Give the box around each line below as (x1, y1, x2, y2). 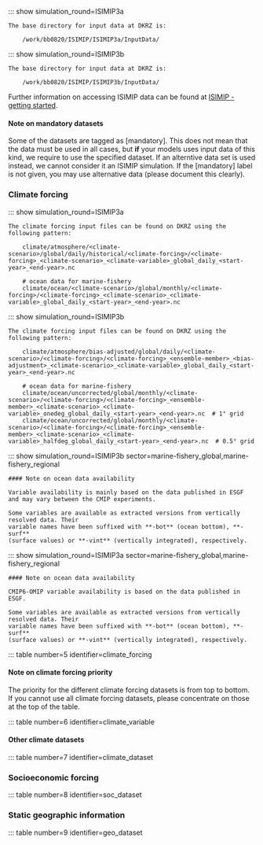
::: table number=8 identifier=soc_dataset (8, 790, 143, 799)
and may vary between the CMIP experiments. (8, 495, 156, 503)
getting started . (8, 101, 58, 109)
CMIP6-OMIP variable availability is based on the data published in (8, 588, 241, 596)
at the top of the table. (8, 702, 80, 711)
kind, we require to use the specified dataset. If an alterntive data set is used (8, 153, 256, 162)
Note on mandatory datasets (8, 118, 104, 128)
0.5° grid (222, 437, 255, 445)
